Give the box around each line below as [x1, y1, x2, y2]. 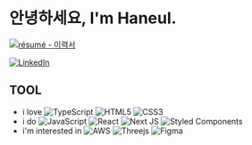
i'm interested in [21, 125, 82, 136]
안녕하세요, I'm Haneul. [9, 8, 177, 28]
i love [21, 106, 43, 117]
